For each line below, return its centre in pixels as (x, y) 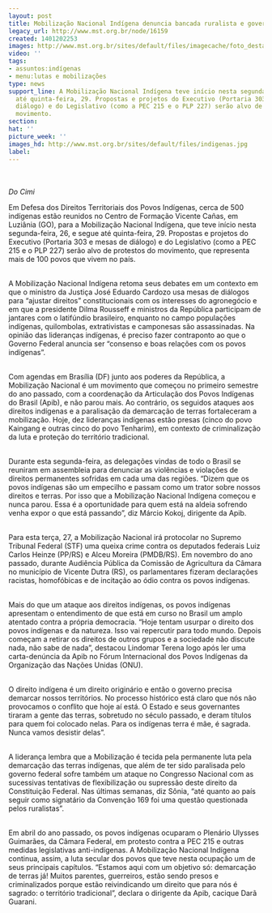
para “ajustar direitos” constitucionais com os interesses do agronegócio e (133, 301)
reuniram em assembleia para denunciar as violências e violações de (123, 470)
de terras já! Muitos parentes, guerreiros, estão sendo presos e (113, 876)
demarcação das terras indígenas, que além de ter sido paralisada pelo (127, 765)
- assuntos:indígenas (45, 69)
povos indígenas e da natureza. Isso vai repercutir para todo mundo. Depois (135, 631)
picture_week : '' (38, 136)
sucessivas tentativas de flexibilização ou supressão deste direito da (123, 782)
